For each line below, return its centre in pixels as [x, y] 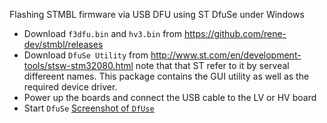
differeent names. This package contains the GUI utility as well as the [166, 76]
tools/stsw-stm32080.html [78, 65]
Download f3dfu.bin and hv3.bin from [103, 33]
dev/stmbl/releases [63, 44]
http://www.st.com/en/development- [226, 55]
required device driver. [70, 87]
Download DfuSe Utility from [86, 55]
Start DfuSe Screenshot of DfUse [89, 108]
